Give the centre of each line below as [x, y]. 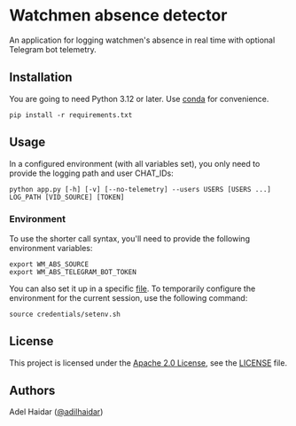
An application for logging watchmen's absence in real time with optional [142, 40]
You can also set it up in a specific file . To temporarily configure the [132, 288]
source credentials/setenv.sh [65, 314]
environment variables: [51, 248]
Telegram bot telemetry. [53, 49]
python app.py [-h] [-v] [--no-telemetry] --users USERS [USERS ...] [140, 189]
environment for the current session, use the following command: [129, 297]
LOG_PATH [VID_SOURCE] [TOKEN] [67, 197]
